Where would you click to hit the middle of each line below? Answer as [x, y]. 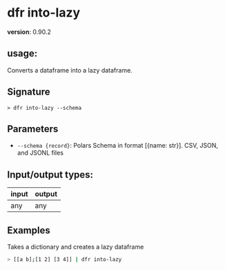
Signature [29, 92]
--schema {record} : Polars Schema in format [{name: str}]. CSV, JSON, [118, 146]
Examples [29, 230]
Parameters [33, 129]
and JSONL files [40, 153]
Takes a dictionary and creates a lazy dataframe [76, 247]
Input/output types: [50, 174]
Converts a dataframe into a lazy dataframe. [70, 70]
